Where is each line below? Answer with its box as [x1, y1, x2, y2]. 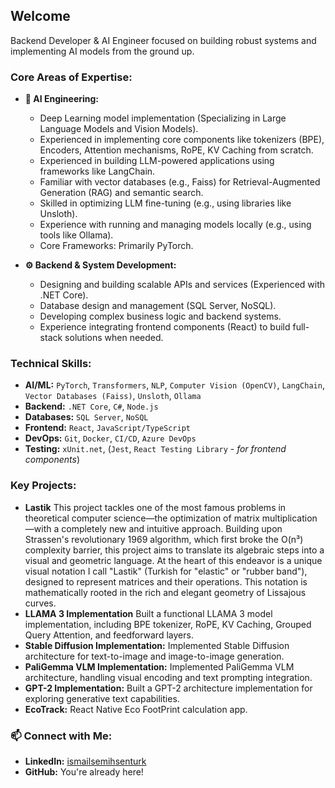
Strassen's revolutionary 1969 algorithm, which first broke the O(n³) [24, 533, 304, 545]
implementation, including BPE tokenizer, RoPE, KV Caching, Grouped [24, 618, 312, 630]
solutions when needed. [64, 332, 164, 344]
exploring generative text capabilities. [24, 692, 180, 704]
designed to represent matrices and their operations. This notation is [24, 575, 308, 588]
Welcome [10, 8, 71, 25]
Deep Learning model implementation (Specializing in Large [39, 112, 287, 124]
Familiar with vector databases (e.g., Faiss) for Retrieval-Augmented [39, 176, 321, 188]
